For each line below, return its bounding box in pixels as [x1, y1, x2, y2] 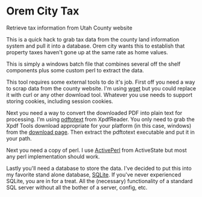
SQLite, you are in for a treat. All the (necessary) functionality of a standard [6, 177, 193, 184]
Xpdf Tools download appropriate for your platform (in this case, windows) [6, 122, 192, 129]
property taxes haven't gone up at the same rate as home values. [6, 48, 168, 55]
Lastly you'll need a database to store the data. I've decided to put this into [6, 164, 192, 172]
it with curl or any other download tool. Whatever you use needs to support [6, 91, 193, 98]
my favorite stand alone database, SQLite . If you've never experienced [6, 170, 181, 178]
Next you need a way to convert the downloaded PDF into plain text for [6, 109, 183, 116]
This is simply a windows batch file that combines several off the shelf [6, 60, 181, 67]
